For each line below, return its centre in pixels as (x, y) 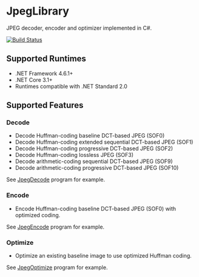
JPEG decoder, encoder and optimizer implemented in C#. (79, 28)
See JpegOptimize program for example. (57, 267)
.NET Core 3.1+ (34, 79)
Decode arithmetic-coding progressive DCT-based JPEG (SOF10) (97, 168)
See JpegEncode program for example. (56, 227)
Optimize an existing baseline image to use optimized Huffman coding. (103, 256)
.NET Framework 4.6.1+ (44, 73)
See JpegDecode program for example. (56, 179)
